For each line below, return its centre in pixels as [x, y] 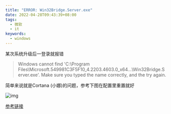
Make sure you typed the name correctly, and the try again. [103, 75]
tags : [11, 19]
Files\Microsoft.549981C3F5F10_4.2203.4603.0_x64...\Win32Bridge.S [91, 69]
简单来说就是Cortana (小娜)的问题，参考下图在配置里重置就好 [70, 85]
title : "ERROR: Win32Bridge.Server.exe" [49, 10]
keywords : [16, 34]
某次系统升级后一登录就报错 [35, 54]
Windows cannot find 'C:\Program [54, 64]
